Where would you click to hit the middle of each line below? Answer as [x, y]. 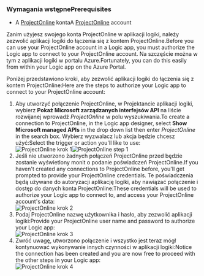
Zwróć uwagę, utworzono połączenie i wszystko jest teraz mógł [96, 240]
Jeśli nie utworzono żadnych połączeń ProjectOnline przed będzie [99, 156]
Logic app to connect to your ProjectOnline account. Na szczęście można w [102, 54]
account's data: [35, 202]
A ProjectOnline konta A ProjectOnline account [73, 23]
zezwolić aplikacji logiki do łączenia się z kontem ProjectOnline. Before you [100, 41]
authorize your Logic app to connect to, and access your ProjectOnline [104, 195]
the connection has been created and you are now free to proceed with [105, 254]
